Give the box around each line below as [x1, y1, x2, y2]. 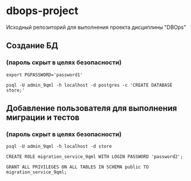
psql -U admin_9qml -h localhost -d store [6, 143, 112, 150]
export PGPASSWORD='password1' [6, 72, 83, 78]
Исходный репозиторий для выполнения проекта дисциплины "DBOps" [6, 24, 187, 31]
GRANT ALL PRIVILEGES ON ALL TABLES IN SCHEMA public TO [6, 164, 149, 170]
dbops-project [6, 4, 78, 18]
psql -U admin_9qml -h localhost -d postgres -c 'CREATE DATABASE [6, 82, 173, 88]
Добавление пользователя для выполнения [6, 103, 177, 113]
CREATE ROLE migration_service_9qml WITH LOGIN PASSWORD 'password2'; [6, 154, 183, 160]
